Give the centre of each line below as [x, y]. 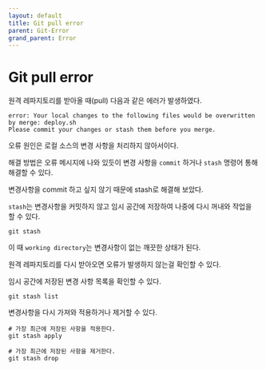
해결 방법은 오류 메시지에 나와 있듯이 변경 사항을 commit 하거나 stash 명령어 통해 [133, 163]
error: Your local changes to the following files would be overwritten [132, 116]
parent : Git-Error [39, 30]
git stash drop [34, 359]
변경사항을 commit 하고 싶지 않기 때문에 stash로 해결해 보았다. [106, 189]
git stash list [34, 296]
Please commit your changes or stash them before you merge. [112, 130]
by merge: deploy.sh [43, 123]
